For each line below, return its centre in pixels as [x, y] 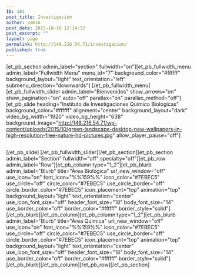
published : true [26, 50]
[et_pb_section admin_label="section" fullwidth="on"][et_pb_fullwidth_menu [98, 66]
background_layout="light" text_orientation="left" [66, 79]
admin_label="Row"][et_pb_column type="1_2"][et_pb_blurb [79, 165]
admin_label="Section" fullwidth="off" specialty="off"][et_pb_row [86, 159]
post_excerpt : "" [27, 34]
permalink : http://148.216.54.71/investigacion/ [67, 45]
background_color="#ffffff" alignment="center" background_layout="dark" [97, 110]
